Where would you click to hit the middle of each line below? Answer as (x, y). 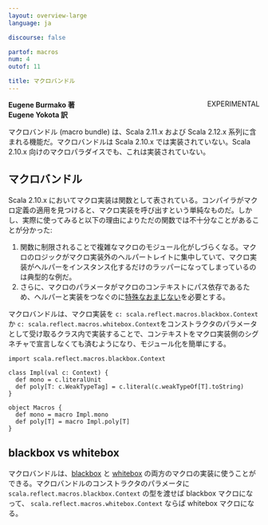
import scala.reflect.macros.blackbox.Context (87, 359)
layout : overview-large (48, 16)
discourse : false (37, 37)
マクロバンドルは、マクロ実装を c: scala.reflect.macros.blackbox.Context (133, 314)
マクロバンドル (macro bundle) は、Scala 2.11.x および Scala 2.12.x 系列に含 (132, 132)
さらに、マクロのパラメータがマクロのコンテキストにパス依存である (131, 286)
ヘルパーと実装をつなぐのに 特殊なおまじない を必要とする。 (132, 297)
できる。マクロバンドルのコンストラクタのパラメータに (99, 483)
